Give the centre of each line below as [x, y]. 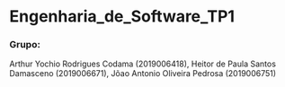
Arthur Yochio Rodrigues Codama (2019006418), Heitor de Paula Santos [143, 64]
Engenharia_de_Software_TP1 [122, 17]
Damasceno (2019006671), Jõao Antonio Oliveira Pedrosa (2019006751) [143, 74]
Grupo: [25, 45]
